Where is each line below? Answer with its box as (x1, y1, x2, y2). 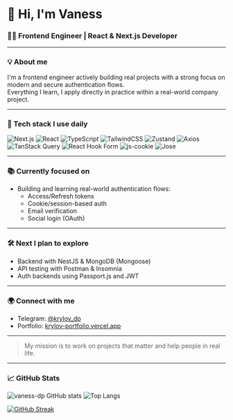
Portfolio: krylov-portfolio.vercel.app (17, 321, 121, 330)
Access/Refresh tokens (27, 192, 95, 201)
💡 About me (7, 57, 48, 67)
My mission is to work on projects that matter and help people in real (24, 342, 221, 350)
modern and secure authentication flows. (7, 80, 125, 89)
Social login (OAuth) (27, 215, 85, 223)
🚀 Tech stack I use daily (7, 119, 88, 128)
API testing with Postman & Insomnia (17, 264, 123, 273)
